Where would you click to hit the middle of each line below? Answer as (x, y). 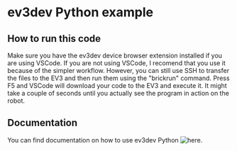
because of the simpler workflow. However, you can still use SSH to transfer (118, 71)
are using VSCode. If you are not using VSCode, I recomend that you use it (116, 63)
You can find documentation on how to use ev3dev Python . (105, 140)
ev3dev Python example (81, 12)
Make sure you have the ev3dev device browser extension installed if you (115, 55)
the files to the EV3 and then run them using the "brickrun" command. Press (118, 78)
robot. (16, 101)
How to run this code (54, 39)
